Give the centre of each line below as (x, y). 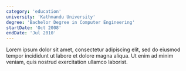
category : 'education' (34, 11)
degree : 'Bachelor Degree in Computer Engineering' (70, 22)
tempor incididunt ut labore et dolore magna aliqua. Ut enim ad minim (90, 56)
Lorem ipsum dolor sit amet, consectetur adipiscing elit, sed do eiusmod (93, 49)
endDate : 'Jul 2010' (31, 33)
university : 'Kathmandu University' (51, 17)
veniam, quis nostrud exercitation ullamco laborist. (67, 62)
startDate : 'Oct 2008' (34, 28)
